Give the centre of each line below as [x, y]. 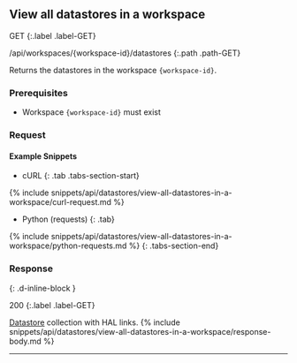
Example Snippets [43, 156]
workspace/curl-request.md [61, 202]
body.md [25, 341]
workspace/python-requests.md [68, 246]
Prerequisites [38, 93]
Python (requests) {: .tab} [68, 219]
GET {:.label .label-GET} [53, 35]
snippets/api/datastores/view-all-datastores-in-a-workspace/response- [140, 331]
